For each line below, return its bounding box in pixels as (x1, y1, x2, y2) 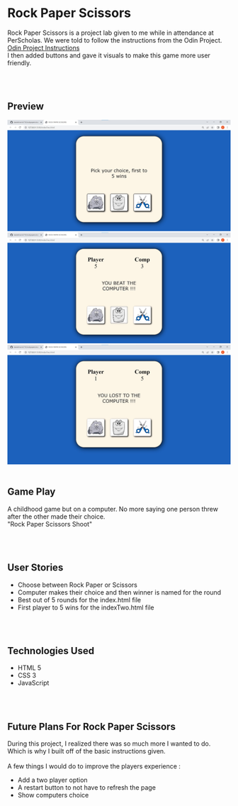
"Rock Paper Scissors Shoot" (7, 519, 93, 528)
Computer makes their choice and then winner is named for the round (17, 587, 222, 597)
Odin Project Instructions (7, 43, 80, 52)
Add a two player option (17, 775, 88, 785)
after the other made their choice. (7, 512, 106, 521)
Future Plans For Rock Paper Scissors (7, 720, 176, 732)
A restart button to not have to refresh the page (17, 783, 156, 792)
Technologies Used (7, 645, 94, 657)
